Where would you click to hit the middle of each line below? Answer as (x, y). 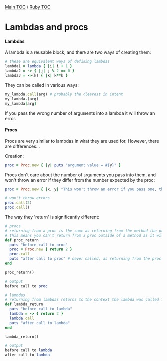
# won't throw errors (28, 198)
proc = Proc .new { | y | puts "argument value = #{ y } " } (63, 165)
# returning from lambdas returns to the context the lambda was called (82, 300)
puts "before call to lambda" (41, 309)
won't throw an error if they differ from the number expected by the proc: (80, 180)
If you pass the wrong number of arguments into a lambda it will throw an (80, 113)
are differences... (23, 146)
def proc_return (22, 240)
